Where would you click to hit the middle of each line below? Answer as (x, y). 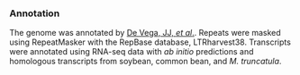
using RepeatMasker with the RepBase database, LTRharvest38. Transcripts (150, 42)
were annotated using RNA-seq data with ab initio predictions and (132, 52)
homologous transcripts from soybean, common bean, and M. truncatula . (145, 62)
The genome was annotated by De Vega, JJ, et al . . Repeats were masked (145, 33)
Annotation (35, 13)
